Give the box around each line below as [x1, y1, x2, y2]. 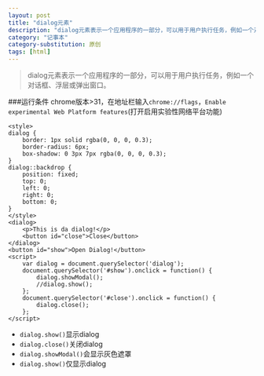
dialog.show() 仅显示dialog [19, 359, 107, 368]
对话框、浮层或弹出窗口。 [27, 80, 111, 89]
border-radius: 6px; [22, 143, 90, 151]
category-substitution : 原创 [8, 41, 101, 49]
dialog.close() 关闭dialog [19, 339, 104, 349]
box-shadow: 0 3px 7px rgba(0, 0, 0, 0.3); [22, 150, 167, 158]
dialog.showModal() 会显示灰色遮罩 [19, 349, 132, 358]
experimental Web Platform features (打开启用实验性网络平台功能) [8, 107, 222, 116]
